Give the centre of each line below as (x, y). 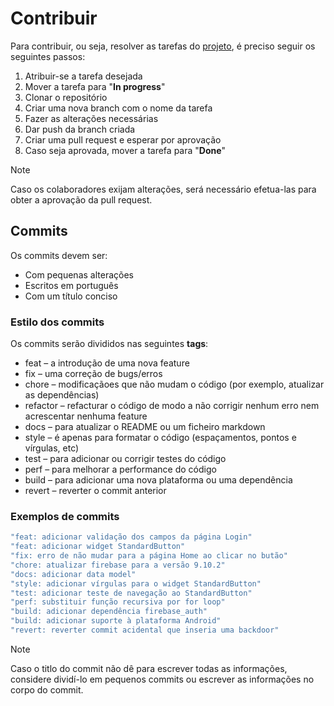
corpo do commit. (47, 689)
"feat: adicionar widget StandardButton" (98, 547)
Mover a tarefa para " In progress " (95, 86)
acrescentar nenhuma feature (86, 416)
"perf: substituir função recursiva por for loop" (118, 602)
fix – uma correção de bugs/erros (93, 374)
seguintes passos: (48, 56)
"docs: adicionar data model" (73, 574)
